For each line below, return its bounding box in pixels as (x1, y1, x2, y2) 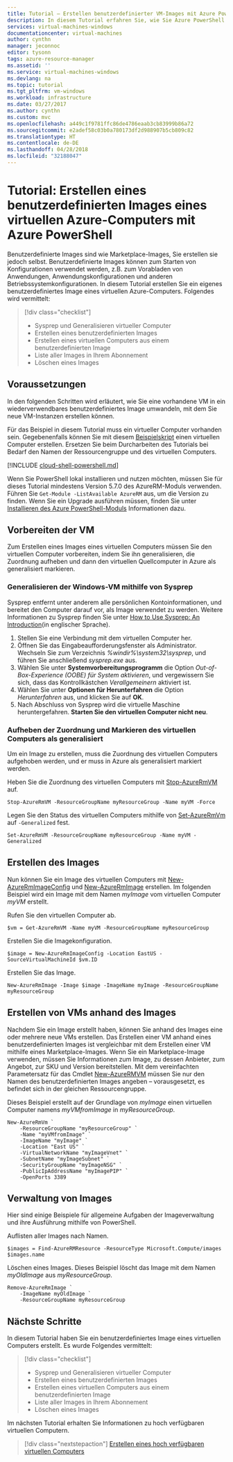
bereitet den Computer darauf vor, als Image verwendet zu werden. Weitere (7, 605, 223, 613)
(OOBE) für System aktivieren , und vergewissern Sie (64, 670, 214, 679)
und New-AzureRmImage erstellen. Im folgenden (71, 882, 212, 891)
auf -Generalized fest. (7, 819, 71, 827)
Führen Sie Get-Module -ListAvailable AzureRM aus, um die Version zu (7, 489, 209, 498)
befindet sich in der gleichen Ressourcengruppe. (7, 1084, 147, 1093)
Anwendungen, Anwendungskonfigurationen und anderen (7, 272, 173, 281)
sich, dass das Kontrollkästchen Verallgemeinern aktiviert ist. (17, 678, 192, 686)
